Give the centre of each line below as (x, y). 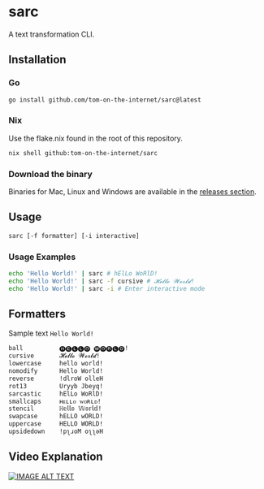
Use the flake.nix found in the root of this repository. (95, 138)
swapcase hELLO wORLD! (56, 417)
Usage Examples (42, 257)
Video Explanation (56, 457)
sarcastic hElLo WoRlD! (56, 394)
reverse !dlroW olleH (56, 379)
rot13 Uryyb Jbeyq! (56, 386)
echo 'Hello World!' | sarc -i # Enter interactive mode (107, 288)
